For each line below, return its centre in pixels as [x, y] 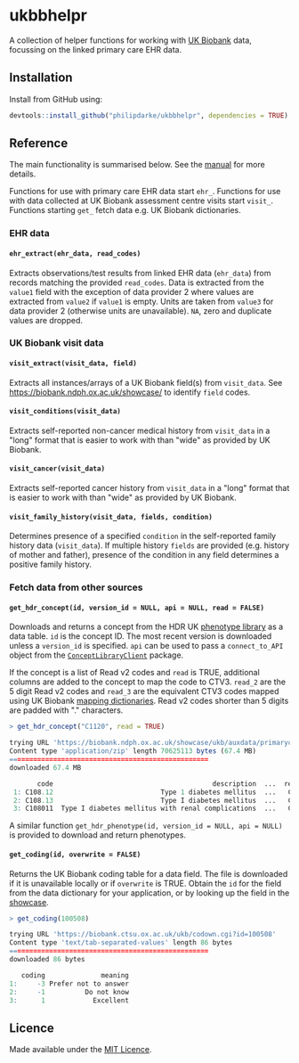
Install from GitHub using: [56, 99]
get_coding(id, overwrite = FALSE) [75, 854]
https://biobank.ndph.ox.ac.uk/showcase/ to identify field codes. [130, 392]
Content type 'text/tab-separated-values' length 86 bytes [121, 943]
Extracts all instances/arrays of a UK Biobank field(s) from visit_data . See [146, 382]
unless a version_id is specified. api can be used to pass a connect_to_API [146, 646]
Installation [41, 78]
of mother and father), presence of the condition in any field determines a [144, 555]
